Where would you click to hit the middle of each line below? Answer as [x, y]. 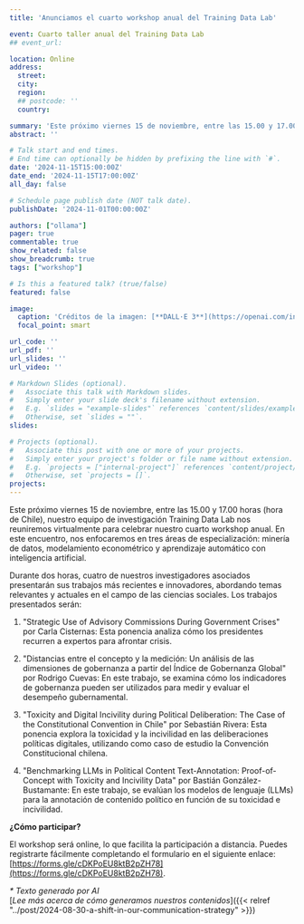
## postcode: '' [48, 101]
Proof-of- [259, 770]
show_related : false [48, 251]
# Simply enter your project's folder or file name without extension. [152, 458]
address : [26, 67]
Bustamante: [46, 790]
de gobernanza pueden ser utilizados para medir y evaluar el [136, 688]
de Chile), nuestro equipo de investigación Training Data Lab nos [130, 519]
